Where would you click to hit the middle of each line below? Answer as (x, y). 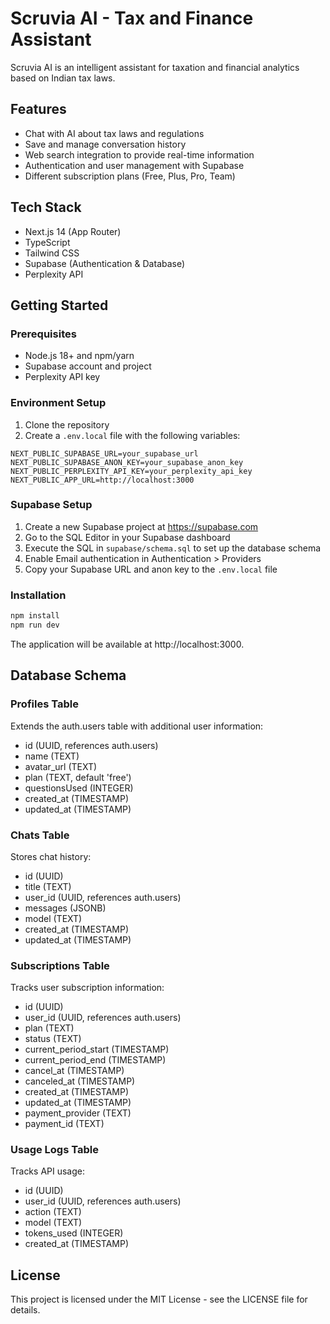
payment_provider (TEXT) (78, 1113)
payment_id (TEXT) (64, 1124)
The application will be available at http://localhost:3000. (127, 644)
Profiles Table (44, 704)
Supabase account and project (88, 366)
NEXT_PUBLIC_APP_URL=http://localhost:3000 (102, 480)
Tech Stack (46, 207)
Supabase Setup (51, 505)
